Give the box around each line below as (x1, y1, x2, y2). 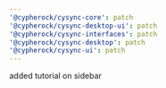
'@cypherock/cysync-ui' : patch (9, 46, 126, 55)
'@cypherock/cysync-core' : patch (9, 12, 134, 22)
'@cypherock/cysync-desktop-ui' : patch (9, 21, 158, 30)
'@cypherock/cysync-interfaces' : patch (9, 29, 158, 38)
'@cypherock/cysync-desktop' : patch (9, 37, 145, 47)
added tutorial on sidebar (9, 70, 103, 81)
